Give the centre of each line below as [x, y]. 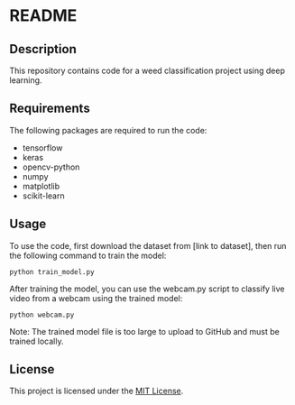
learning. [26, 80]
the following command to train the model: [88, 255]
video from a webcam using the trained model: [96, 298]
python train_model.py [52, 272]
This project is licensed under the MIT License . [97, 391]
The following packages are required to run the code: [108, 130]
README [43, 16]
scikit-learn [43, 196]
